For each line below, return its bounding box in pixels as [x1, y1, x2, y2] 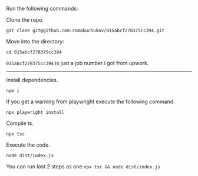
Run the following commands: [6, 5, 78, 12]
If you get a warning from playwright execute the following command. [6, 98, 175, 105]
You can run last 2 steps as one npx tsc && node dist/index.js [6, 163, 161, 170]
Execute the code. [6, 141, 50, 148]
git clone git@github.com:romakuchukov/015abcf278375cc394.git [6, 28, 165, 33]
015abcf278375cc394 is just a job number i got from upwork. [6, 60, 149, 66]
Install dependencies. [6, 76, 58, 83]
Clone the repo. [6, 16, 44, 23]
